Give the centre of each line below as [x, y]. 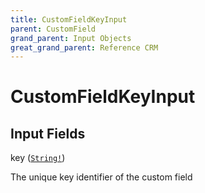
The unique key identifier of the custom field [101, 177]
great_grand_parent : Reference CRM [84, 47]
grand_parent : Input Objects [71, 38]
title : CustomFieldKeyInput [69, 19]
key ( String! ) [38, 158]
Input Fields [48, 133]
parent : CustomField [53, 29]
